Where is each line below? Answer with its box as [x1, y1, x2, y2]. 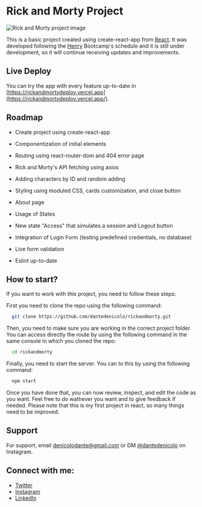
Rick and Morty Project [6, 4, 124, 18]
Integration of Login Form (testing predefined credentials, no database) [14, 233, 192, 241]
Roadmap [6, 113, 43, 123]
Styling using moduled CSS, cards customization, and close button [14, 187, 181, 194]
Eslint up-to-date [14, 257, 57, 264]
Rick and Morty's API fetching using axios [14, 163, 119, 171]
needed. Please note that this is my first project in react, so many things [6, 402, 185, 409]
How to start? [6, 274, 58, 285]
